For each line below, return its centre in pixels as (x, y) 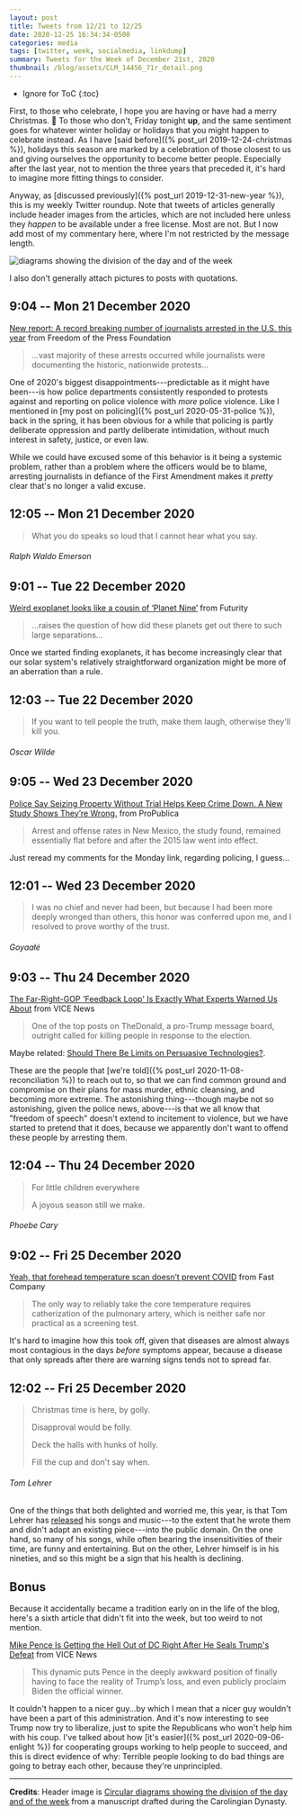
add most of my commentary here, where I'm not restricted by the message (149, 233)
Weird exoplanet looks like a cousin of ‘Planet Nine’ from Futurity (129, 608)
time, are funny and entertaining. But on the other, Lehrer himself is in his (144, 1549)
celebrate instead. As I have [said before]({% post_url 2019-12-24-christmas (151, 140)
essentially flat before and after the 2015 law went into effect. (145, 840)
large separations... (67, 635)
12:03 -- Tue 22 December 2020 (101, 700)
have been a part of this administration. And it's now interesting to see (139, 1718)
